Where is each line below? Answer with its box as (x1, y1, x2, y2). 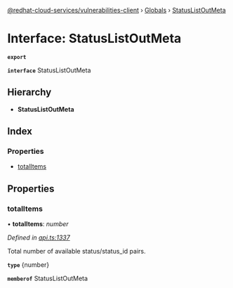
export (7, 53, 27, 60)
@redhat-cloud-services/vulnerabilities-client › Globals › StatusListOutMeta (7, 6, 226, 14)
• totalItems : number (7, 220, 69, 228)
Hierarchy (7, 86, 52, 98)
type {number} (7, 261, 50, 269)
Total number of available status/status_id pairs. (7, 247, 146, 256)
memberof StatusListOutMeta (7, 274, 88, 283)
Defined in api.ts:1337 (7, 233, 70, 242)
